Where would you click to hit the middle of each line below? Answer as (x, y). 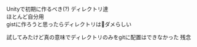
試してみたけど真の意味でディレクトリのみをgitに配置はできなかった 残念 (99, 37)
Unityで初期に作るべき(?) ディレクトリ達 (57, 9)
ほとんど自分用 (25, 16)
